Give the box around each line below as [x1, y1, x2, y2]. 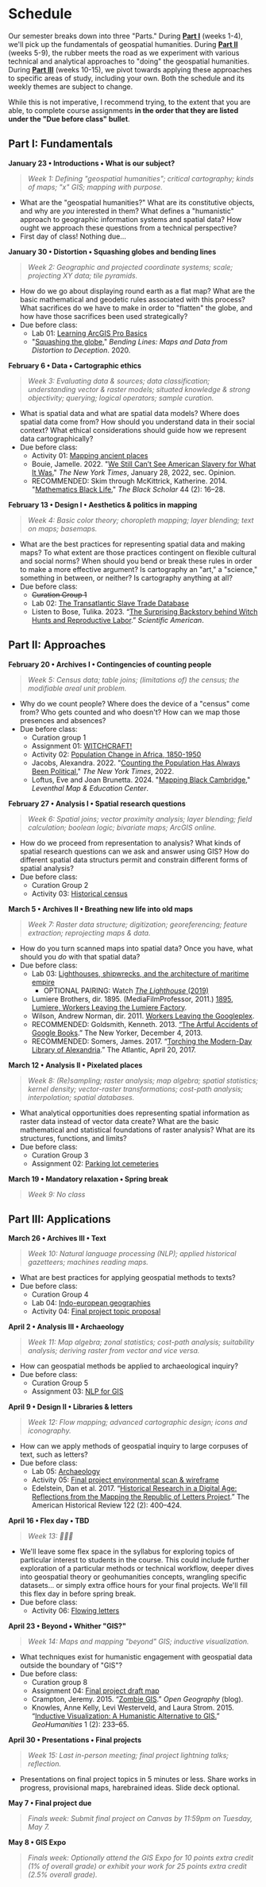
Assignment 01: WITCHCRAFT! [31, 741, 133, 750]
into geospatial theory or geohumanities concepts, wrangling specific [19, 1572, 248, 1582]
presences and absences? [19, 715, 106, 725]
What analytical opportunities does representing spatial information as [19, 1107, 250, 1118]
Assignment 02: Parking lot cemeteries [31, 1158, 159, 1168]
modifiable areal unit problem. [27, 683, 127, 693]
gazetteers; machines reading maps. [27, 1258, 149, 1267]
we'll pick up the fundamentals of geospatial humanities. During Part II [8, 39, 238, 49]
